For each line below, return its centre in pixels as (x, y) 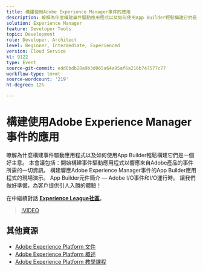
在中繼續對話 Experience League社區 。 (56, 198)
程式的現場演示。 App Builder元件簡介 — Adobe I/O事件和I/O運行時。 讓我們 (101, 178)
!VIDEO (30, 210)
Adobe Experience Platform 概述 (55, 254)
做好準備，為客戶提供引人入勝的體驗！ (54, 185)
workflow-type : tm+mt (34, 74)
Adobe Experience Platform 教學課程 (61, 261)
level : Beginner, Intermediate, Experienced (63, 46)
